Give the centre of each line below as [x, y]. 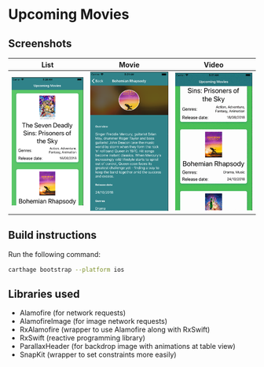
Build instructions [52, 235]
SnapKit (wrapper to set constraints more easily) [98, 354]
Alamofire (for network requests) [73, 313]
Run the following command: [54, 254]
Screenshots [40, 44]
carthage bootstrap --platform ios [66, 270]
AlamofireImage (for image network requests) [93, 321]
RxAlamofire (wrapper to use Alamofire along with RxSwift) [115, 330]
